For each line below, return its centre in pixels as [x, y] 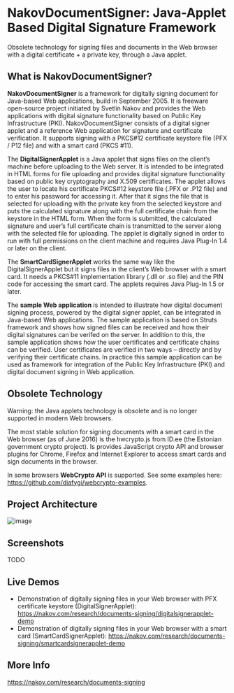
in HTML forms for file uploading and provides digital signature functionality [116, 173]
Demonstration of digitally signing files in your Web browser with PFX [117, 599]
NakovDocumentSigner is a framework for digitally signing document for [113, 93]
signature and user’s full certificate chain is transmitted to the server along [114, 226]
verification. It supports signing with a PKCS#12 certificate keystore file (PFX [117, 138]
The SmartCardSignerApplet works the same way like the [91, 262]
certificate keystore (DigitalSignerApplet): [77, 606]
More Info [29, 665]
